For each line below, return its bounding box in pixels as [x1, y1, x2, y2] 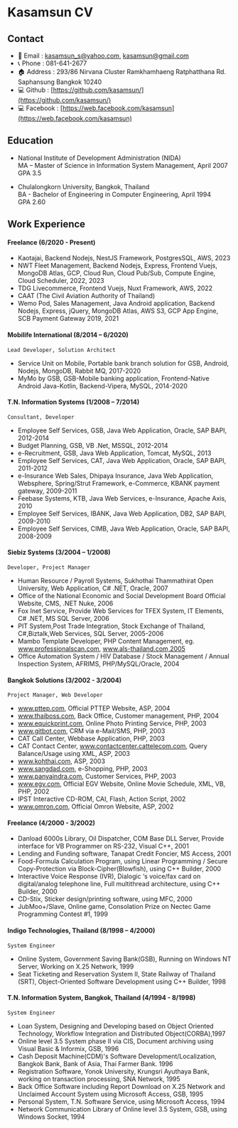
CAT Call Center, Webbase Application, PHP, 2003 [17, 734, 166, 743]
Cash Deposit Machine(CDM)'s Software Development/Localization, [17, 1052, 217, 1060]
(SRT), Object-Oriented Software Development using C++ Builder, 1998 [17, 977, 226, 986]
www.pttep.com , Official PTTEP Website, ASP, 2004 [17, 704, 171, 713]
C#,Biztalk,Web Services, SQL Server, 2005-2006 [17, 629, 164, 638]
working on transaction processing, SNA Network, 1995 [17, 1075, 181, 1083]
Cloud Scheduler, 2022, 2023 [17, 277, 104, 285]
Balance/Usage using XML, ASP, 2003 [17, 750, 130, 758]
